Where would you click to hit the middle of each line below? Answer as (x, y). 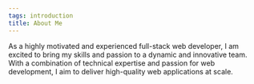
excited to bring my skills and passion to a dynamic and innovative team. (128, 54)
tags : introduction (41, 16)
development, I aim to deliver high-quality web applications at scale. (121, 71)
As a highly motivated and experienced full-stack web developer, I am (123, 46)
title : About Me (35, 23)
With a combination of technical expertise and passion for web (111, 63)
